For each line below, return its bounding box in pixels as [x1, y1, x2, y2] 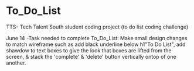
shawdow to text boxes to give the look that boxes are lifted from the [6, 47, 172, 54]
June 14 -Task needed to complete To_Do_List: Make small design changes [6, 34, 188, 41]
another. [6, 59, 26, 66]
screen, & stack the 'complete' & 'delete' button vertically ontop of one [6, 53, 177, 60]
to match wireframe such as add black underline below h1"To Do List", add [6, 41, 186, 48]
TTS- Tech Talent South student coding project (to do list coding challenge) [6, 23, 189, 30]
